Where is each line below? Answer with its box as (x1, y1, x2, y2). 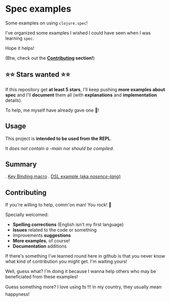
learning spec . (5, 35, 35, 41)
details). (5, 97, 22, 103)
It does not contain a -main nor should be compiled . (5, 145, 114, 151)
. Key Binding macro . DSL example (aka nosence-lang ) (5, 174, 121, 180)
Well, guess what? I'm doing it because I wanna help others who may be (5, 268, 156, 274)
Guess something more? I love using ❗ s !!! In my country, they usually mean (5, 284, 162, 290)
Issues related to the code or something (12, 227, 97, 233)
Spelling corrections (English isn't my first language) (12, 222, 124, 228)
